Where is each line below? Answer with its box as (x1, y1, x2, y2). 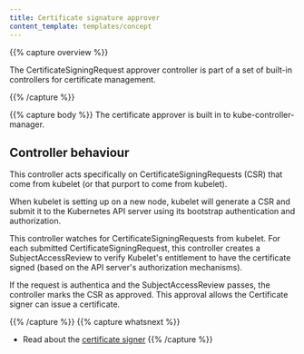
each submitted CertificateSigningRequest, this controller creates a (9, 242, 260, 254)
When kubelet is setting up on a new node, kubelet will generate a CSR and (9, 196, 290, 207)
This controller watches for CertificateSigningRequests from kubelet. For (9, 233, 281, 244)
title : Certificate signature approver (9, 13, 161, 23)
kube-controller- (232, 109, 295, 120)
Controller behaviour (9, 144, 130, 160)
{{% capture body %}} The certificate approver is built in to (9, 109, 231, 120)
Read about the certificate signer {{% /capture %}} (22, 334, 213, 345)
